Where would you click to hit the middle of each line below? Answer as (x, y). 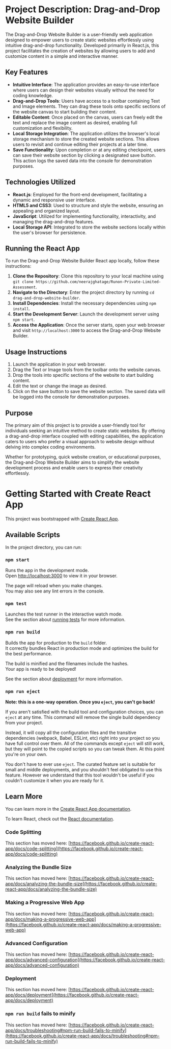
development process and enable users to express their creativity (74, 468)
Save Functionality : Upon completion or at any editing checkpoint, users (89, 150)
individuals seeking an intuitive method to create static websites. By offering (85, 431)
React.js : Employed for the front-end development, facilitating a (79, 194)
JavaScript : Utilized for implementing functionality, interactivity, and (84, 216)
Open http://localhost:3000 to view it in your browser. (62, 576)
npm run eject (23, 691)
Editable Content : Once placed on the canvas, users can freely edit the (88, 117)
